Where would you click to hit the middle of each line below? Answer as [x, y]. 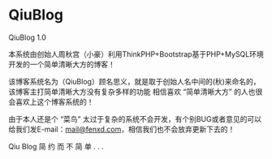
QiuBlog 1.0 [28, 37]
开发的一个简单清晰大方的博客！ [62, 64]
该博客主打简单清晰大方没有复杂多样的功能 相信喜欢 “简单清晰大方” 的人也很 [136, 92]
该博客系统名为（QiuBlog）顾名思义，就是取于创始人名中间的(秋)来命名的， [135, 81]
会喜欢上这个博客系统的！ [51, 101]
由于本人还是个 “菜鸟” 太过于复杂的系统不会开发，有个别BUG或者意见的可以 [135, 118]
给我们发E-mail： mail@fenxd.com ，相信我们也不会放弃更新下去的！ [122, 129]
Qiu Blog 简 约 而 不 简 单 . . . [56, 146]
